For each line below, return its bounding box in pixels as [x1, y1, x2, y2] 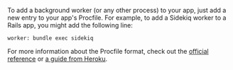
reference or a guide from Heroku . [7, 54, 108, 63]
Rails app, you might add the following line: [7, 21, 134, 29]
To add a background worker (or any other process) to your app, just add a [7, 6, 227, 14]
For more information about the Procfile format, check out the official [7, 47, 209, 55]
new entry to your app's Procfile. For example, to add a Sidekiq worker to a [7, 13, 227, 22]
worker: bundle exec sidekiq [7, 35, 94, 42]
